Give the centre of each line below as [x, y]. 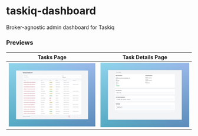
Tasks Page [52, 57]
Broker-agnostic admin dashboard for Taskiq [60, 27]
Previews [20, 43]
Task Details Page [145, 57]
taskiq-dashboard [51, 11]
